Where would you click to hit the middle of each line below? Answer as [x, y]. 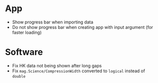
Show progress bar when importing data [53, 22]
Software [24, 52]
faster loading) [27, 32]
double [19, 76]
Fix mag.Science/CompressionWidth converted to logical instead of [79, 71]
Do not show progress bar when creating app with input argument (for [83, 27]
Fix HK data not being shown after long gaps [57, 65]
